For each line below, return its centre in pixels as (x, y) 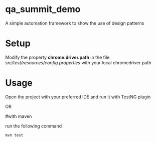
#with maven (19, 116)
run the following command (34, 126)
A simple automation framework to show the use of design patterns (75, 23)
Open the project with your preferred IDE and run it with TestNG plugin (78, 97)
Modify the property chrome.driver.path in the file (57, 57)
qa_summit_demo (43, 9)
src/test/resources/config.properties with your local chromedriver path (78, 62)
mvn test (14, 135)
